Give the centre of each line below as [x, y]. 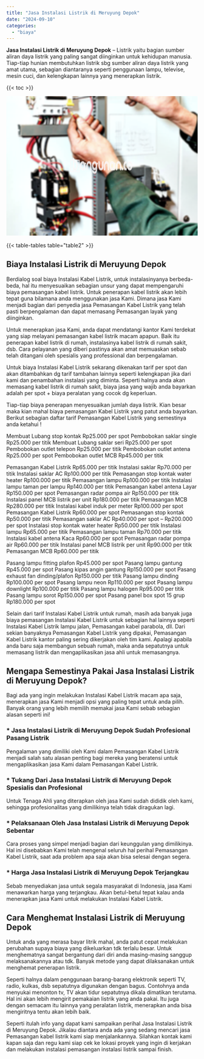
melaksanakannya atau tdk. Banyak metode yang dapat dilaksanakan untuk [100, 961]
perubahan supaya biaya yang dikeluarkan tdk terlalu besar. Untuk [89, 948]
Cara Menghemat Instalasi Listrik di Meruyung [96, 918]
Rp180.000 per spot [31, 601]
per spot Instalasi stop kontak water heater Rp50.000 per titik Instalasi [94, 525]
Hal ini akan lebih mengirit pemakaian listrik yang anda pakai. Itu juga [93, 999]
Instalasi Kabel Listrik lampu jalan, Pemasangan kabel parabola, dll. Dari [96, 626]
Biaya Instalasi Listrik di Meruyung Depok [87, 264]
